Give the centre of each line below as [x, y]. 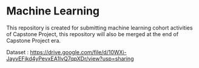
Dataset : [18, 52]
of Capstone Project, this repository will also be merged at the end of [93, 34]
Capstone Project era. [34, 40]
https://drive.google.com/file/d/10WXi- [78, 52]
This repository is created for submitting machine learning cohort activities [99, 28]
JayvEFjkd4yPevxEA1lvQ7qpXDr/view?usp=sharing [70, 58]
